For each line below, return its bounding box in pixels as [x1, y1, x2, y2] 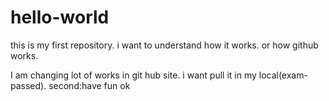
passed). [10, 79, 47, 91]
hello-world [10, 6, 110, 29]
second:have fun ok [48, 79, 131, 91]
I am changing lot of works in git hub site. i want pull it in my [10, 69, 257, 81]
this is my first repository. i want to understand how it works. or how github [10, 39, 319, 51]
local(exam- [258, 69, 308, 81]
